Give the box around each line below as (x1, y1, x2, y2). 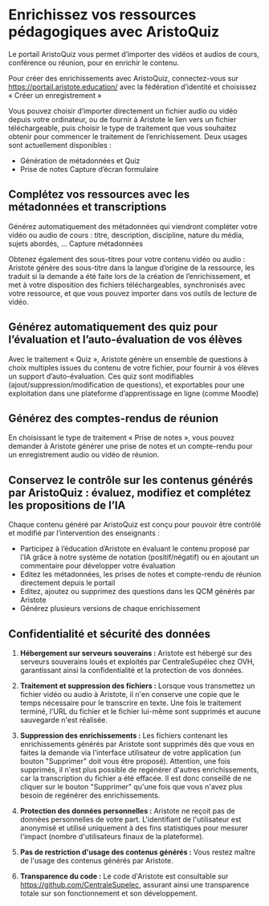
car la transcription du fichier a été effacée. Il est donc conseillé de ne (19, 773, 252, 783)
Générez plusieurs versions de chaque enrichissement (19, 604, 201, 613)
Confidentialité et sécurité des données (8, 627, 211, 641)
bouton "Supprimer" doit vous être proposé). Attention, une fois (19, 756, 230, 765)
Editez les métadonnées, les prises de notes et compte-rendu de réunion (19, 569, 262, 580)
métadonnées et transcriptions (8, 200, 167, 214)
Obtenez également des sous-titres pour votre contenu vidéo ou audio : (8, 254, 246, 264)
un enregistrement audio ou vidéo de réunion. (8, 450, 160, 460)
